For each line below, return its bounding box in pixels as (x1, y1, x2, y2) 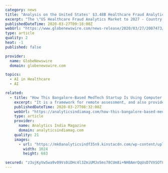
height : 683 (23, 151, 48, 156)
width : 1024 (23, 146, 48, 151)
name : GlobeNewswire (9, 58, 52, 63)
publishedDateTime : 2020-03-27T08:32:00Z (14, 104, 101, 109)
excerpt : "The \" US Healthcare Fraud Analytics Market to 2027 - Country (5, 17, 162, 22)
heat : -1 (5, 40, 23, 45)
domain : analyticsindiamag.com (18, 128, 84, 133)
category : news (5, 7, 37, 13)
